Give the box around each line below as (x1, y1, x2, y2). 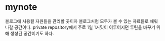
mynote (5, 1, 38, 13)
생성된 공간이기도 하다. (10, 30, 54, 36)
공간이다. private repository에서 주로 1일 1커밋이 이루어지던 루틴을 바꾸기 (14, 24, 156, 30)
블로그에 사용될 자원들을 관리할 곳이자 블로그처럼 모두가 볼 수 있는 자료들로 (5, 18, 149, 24)
